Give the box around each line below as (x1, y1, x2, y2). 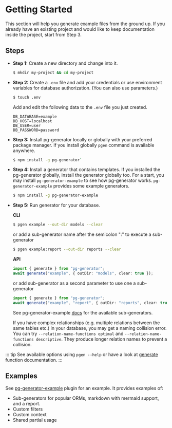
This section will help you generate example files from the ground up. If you (5, 21, 165, 27)
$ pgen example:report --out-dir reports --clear (12, 247, 122, 252)
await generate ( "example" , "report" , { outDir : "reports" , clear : (12, 300, 158, 305)
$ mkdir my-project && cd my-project (12, 70, 94, 75)
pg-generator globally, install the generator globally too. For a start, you (12, 172, 164, 178)
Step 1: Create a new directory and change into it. (12, 60, 118, 66)
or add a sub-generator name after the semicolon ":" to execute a (12, 231, 151, 237)
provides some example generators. (53, 183, 130, 189)
